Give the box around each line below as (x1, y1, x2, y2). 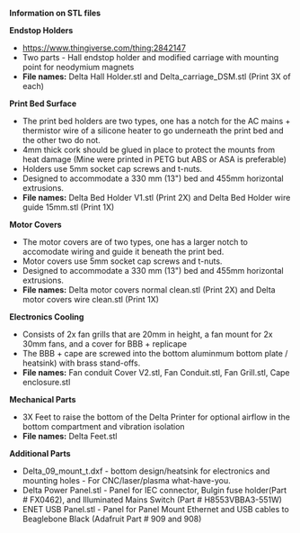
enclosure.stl (22, 377, 71, 387)
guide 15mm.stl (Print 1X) (22, 202, 115, 212)
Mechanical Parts (9, 394, 76, 404)
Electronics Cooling (9, 312, 84, 322)
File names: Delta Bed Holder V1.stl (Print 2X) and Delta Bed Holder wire (22, 193, 291, 203)
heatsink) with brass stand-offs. (22, 357, 141, 368)
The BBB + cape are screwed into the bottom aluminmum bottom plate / (22, 348, 288, 358)
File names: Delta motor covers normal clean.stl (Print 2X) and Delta (22, 285, 276, 295)
